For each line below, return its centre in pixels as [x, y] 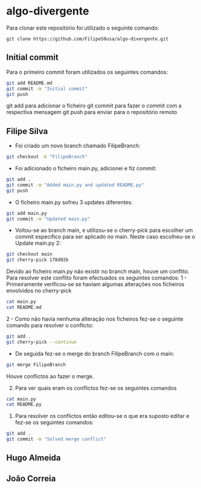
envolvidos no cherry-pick [39, 291]
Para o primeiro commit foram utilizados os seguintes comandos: [87, 72]
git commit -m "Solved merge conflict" [56, 439]
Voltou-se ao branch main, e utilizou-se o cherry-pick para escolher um [104, 230]
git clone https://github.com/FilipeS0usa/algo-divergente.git [88, 39]
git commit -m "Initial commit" [47, 89]
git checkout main [29, 254]
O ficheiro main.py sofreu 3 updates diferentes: [74, 202]
